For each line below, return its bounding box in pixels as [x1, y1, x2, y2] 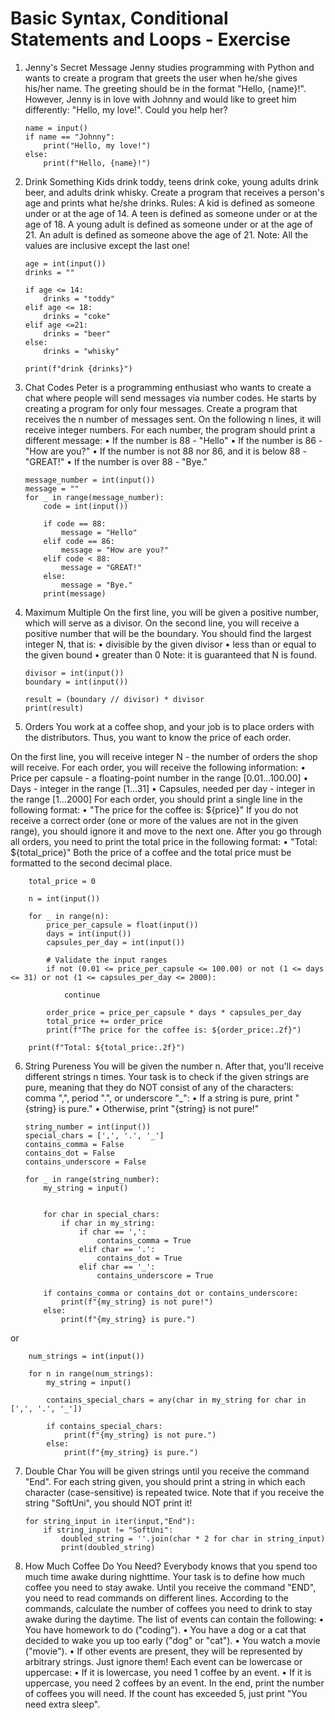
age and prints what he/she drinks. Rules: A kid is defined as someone [24, 197, 316, 209]
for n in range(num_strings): [28, 1368, 155, 1379]
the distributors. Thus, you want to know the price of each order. [24, 731, 292, 743]
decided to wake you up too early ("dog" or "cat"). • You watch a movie [24, 1634, 321, 1646]
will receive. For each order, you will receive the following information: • [10, 761, 307, 773]
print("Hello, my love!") [43, 140, 152, 151]
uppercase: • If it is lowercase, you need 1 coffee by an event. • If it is [24, 1666, 312, 1678]
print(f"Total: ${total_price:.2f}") [28, 1042, 186, 1052]
